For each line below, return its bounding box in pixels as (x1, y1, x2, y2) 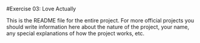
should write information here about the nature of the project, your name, (6, 24, 190, 30)
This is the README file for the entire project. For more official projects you (6, 17, 195, 24)
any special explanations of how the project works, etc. (6, 30, 145, 37)
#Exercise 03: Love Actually (6, 5, 76, 12)
